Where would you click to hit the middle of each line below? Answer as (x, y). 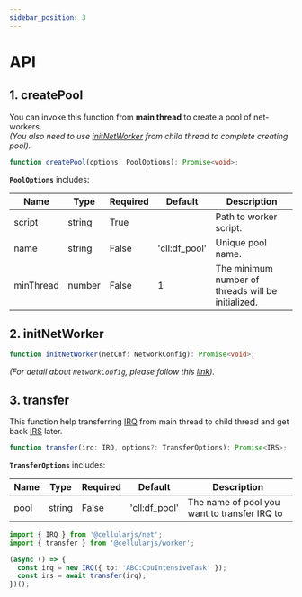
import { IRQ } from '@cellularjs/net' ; (86, 535)
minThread (37, 285)
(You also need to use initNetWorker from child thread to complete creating (149, 136)
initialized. (236, 302)
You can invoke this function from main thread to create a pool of (130, 117)
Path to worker (246, 217)
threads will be (246, 290)
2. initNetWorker (57, 334)
